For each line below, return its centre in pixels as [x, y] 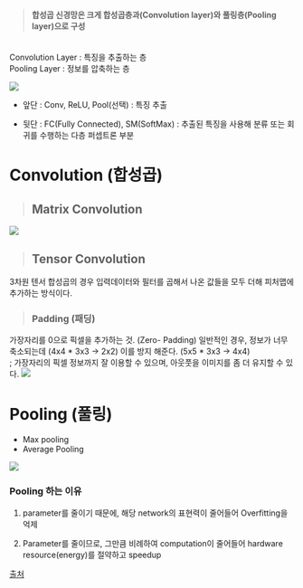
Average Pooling [53, 450]
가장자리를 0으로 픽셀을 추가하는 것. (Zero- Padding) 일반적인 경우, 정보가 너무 [149, 340]
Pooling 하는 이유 [46, 491]
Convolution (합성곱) [86, 175]
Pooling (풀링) [61, 414]
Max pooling [46, 440]
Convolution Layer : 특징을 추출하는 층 [78, 57]
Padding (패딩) [63, 318]
